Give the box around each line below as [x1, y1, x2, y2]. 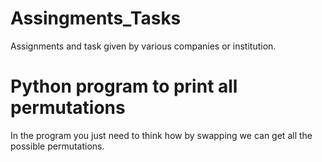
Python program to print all [10, 75, 238, 98]
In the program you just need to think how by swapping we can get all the [10, 129, 313, 141]
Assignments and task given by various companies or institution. [10, 40, 277, 52]
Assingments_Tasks [10, 7, 182, 30]
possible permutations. [10, 140, 105, 152]
